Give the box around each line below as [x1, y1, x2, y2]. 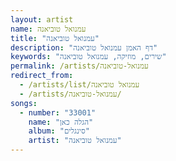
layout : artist [10, 14, 74, 25]
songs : [10, 98, 38, 108]
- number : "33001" [19, 107, 97, 118]
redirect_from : [10, 71, 74, 81]
